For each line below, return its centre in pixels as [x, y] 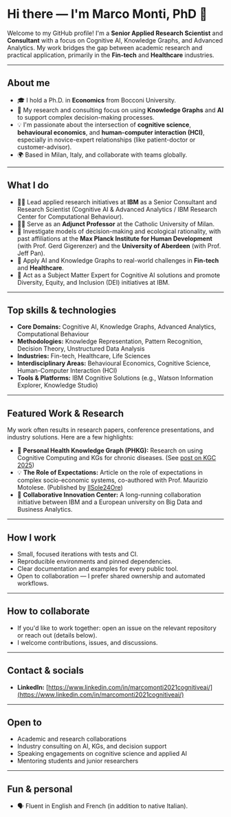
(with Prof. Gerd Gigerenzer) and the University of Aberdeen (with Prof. [119, 246]
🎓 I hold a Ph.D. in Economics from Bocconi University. [97, 100]
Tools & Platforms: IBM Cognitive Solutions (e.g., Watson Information [115, 378]
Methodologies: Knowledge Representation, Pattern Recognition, [110, 341]
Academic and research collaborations [72, 739]
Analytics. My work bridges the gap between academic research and [105, 47]
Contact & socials [45, 671]
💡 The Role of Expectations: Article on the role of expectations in [110, 472]
